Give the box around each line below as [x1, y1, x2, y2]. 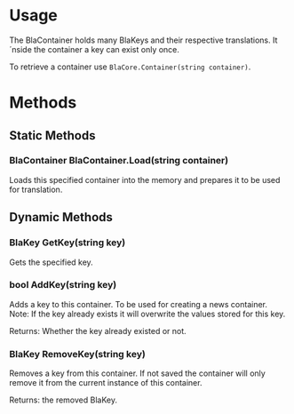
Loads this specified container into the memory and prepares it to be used [9, 174, 281, 185]
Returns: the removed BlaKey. [9, 394, 118, 405]
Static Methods [9, 128, 96, 143]
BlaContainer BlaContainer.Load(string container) [9, 155, 229, 167]
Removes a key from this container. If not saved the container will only [9, 368, 266, 378]
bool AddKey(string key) [9, 279, 117, 291]
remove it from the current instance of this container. [9, 378, 203, 388]
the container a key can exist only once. [34, 44, 180, 54]
